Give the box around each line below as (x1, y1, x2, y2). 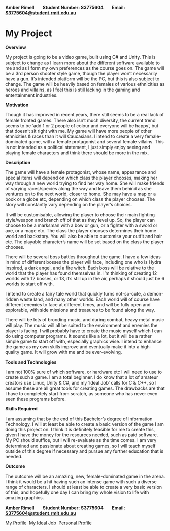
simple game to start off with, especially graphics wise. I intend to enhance (5, 338, 162, 344)
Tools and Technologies (5, 359, 57, 365)
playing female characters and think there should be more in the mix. (5, 150, 149, 156)
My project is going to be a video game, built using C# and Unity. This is (5, 54, 156, 60)
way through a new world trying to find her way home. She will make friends (5, 180, 165, 186)
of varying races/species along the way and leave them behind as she (5, 185, 152, 191)
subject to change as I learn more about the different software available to (5, 60, 160, 66)
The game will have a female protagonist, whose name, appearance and (5, 169, 156, 175)
